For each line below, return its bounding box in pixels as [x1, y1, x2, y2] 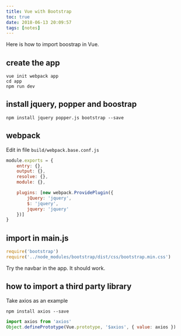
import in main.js [6, 233, 69, 243]
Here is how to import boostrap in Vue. [6, 41, 99, 48]
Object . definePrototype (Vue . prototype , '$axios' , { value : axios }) [6, 324, 176, 330]
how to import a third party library [6, 282, 132, 292]
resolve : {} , [16, 174, 48, 180]
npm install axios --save [6, 308, 69, 314]
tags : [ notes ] [6, 25, 41, 31]
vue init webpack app [6, 74, 59, 79]
